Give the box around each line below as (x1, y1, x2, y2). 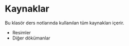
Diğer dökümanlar (12, 35, 51, 41)
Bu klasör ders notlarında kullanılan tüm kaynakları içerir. (5, 20, 124, 26)
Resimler (12, 29, 31, 35)
